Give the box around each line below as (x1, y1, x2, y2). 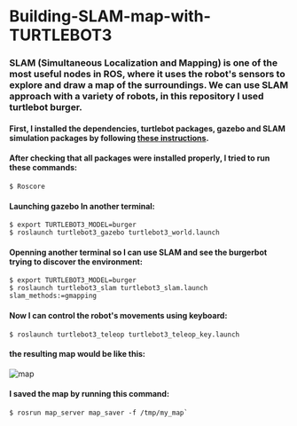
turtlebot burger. (9, 101, 82, 114)
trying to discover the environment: (9, 256, 144, 267)
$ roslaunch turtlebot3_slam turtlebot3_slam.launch (9, 284, 208, 293)
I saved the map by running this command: (9, 389, 170, 399)
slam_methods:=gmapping (9, 291, 98, 301)
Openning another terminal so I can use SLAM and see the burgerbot (9, 247, 268, 257)
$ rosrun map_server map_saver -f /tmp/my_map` (9, 408, 189, 417)
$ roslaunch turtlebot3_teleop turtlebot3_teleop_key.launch (9, 330, 240, 339)
